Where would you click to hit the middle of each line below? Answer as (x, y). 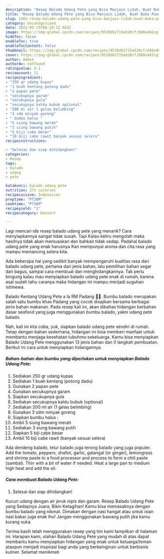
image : (12, 32)
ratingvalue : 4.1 (23, 69)
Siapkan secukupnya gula (38, 397)
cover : (12, 55)
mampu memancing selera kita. (37, 252)
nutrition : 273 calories (31, 191)
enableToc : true (22, 41)
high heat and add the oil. (31, 468)
